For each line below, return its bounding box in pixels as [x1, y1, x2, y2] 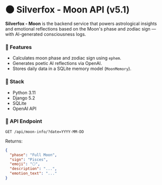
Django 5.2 [12, 94, 35, 101]
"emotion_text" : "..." [10, 171, 57, 176]
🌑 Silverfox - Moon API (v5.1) [5, 4, 130, 15]
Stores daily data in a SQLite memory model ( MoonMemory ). [12, 65, 131, 71]
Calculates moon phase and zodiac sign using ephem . [12, 55, 121, 61]
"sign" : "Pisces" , [10, 157, 49, 162]
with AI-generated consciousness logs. [5, 31, 86, 37]
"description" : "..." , [10, 166, 57, 171]
